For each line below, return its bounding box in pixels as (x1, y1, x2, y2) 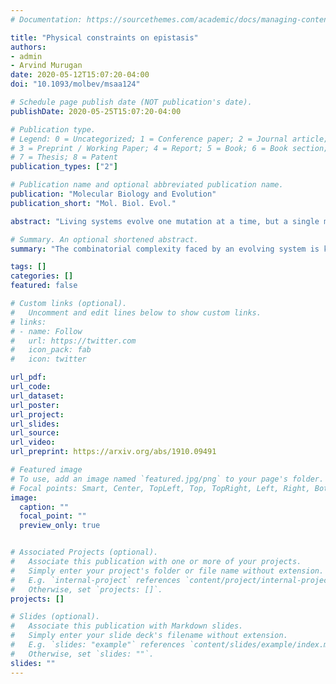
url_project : (10, 409, 65, 420)
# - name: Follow (10, 326, 83, 336)
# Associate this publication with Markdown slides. (10, 621, 244, 631)
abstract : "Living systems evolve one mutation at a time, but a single (10, 216, 320, 226)
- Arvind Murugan (10, 61, 83, 71)
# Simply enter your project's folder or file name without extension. (10, 566, 325, 576)
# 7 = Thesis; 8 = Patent (10, 152, 118, 163)
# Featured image (10, 465, 83, 475)
